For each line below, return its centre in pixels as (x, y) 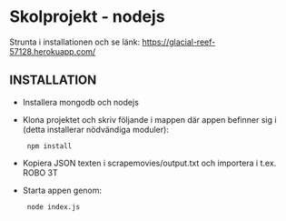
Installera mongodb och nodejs (80, 102)
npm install (49, 146)
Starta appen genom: (62, 190)
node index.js (54, 206)
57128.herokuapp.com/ (53, 51)
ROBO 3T (40, 172)
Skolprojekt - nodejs (87, 17)
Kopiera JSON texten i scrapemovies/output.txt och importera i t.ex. (149, 163)
